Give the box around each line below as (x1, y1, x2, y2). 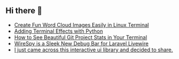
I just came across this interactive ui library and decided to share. (14, 46, 174, 53)
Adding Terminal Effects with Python (14, 27, 103, 34)
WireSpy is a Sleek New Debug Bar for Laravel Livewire (14, 40, 149, 47)
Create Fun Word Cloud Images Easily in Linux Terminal (14, 21, 149, 28)
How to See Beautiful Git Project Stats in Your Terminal (14, 33, 147, 41)
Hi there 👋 (5, 6, 43, 16)
